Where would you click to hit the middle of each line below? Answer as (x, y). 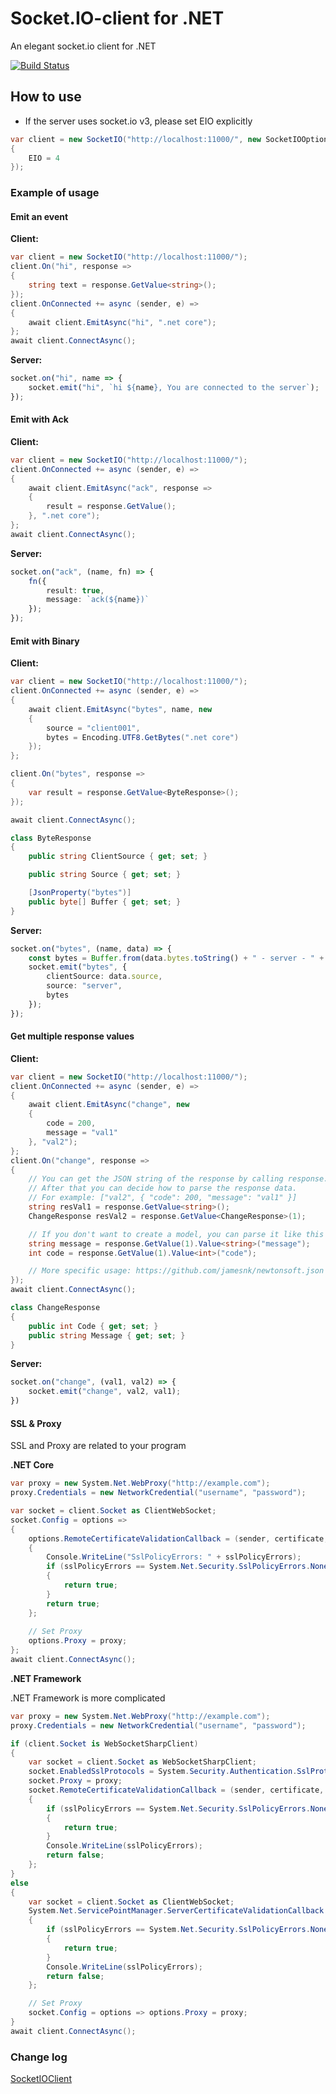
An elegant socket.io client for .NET (83, 46)
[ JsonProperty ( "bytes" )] (80, 893)
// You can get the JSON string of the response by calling (156, 1179)
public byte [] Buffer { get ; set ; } (105, 902)
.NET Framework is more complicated (88, 1698)
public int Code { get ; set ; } (93, 1326)
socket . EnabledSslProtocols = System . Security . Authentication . (163, 1772)
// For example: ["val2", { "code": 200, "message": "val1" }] (163, 1198)
